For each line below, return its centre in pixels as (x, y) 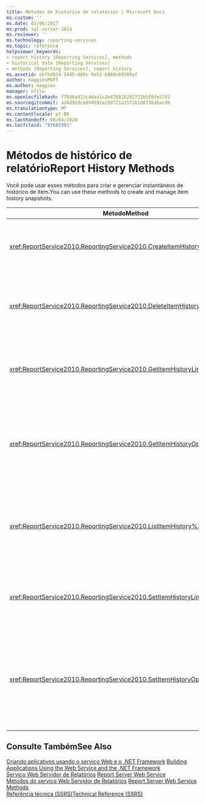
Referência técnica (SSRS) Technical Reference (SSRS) (75, 794)
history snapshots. (30, 198)
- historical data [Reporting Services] (59, 63)
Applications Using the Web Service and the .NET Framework (83, 768)
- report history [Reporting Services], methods (69, 57)
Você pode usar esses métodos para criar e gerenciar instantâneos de (95, 185)
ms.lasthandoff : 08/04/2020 (42, 120)
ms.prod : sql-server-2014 (39, 29)
